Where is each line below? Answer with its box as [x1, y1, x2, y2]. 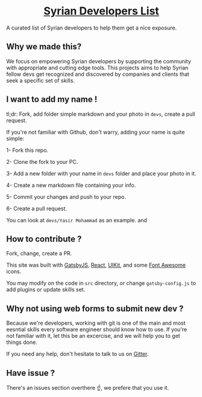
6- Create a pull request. [6, 205, 68, 212]
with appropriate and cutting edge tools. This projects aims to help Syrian [6, 64, 189, 71]
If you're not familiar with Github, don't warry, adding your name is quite [6, 128, 185, 136]
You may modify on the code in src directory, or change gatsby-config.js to [6, 280, 196, 287]
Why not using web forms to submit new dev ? [6, 303, 184, 314]
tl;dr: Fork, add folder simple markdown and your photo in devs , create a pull [6, 110, 195, 117]
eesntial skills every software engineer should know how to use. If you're [6, 326, 188, 333]
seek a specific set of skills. [6, 77, 75, 84]
